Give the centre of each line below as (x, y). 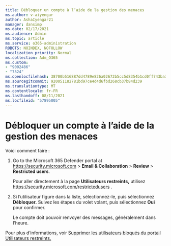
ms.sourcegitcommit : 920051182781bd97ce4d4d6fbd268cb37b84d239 (74, 81)
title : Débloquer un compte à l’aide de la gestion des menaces (75, 10)
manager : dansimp (24, 24)
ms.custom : (17, 62)
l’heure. (21, 223)
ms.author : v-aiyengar (29, 15)
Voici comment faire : (27, 151)
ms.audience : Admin (26, 34)
